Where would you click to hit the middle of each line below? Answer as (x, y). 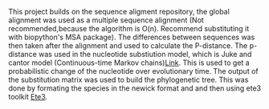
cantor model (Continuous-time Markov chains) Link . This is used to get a (129, 63)
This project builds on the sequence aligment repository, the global (119, 12)
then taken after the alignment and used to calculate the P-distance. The (128, 46)
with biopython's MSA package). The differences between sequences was (132, 37)
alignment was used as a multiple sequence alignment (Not (106, 20)
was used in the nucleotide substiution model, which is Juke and (145, 54)
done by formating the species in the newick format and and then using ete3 (135, 88)
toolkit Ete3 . (28, 97)
